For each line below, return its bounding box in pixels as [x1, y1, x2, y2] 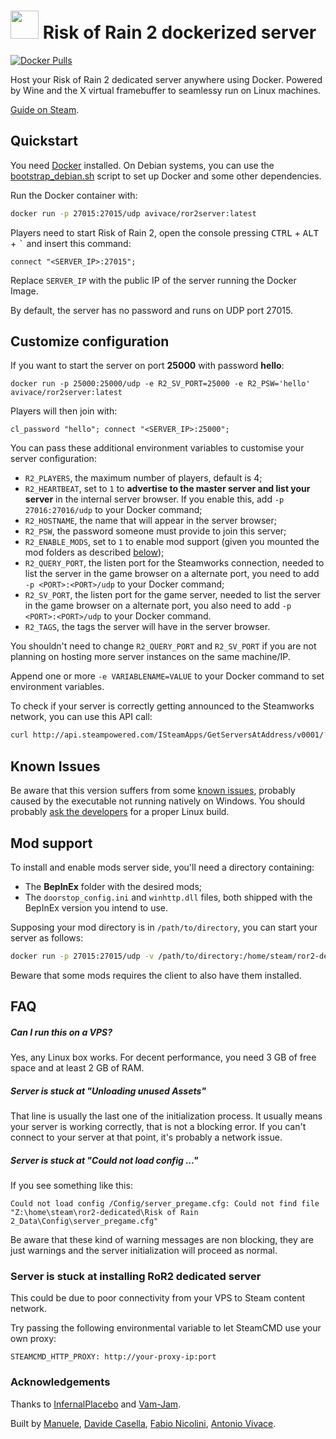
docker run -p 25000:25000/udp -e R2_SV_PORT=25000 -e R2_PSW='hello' [10, 379, 311, 389]
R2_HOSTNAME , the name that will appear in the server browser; [24, 515, 277, 527]
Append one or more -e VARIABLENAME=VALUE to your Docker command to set [10, 670, 325, 682]
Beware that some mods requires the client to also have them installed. [10, 969, 302, 981]
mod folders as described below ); [24, 546, 165, 559]
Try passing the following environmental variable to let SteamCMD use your [10, 1322, 322, 1334]
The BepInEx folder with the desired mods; [24, 880, 203, 892]
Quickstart [10, 133, 79, 150]
